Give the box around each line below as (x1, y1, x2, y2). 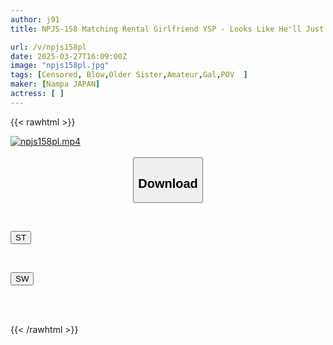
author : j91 (10, 14, 60, 25)
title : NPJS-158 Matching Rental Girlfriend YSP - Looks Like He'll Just (10, 24, 325, 34)
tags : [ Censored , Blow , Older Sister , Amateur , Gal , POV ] (10, 70, 248, 80)
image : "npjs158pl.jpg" (10, 61, 110, 71)
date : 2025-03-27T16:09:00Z (10, 51, 128, 61)
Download (138, 176, 198, 191)
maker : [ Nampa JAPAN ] (10, 79, 101, 90)
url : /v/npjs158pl (10, 42, 87, 52)
